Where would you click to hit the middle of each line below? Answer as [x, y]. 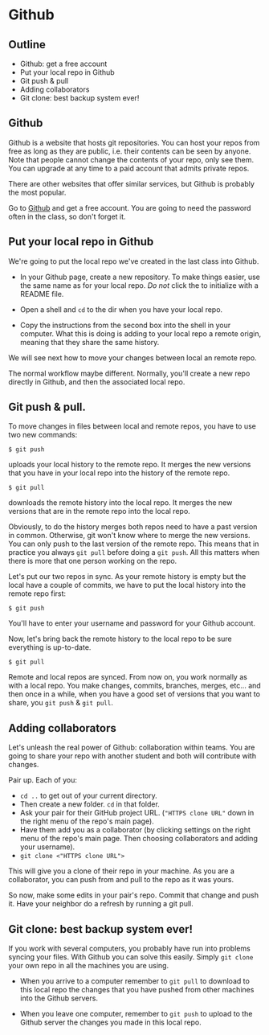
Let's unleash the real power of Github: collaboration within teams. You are [132, 747]
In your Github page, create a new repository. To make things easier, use [140, 277]
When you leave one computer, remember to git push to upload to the [136, 1014]
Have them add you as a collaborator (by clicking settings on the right [135, 830]
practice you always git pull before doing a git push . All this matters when [134, 552]
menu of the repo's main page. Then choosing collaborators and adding [139, 839]
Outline [27, 45]
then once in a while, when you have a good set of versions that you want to [134, 694]
